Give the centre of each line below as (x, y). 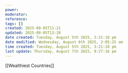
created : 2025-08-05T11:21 (33, 28)
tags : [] (14, 24)
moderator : (16, 14)
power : (12, 10)
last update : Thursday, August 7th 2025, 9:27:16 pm (61, 51)
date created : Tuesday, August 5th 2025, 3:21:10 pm (61, 38)
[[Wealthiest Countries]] (30, 66)
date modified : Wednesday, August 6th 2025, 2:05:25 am (64, 42)
